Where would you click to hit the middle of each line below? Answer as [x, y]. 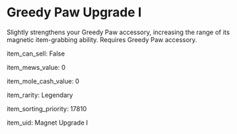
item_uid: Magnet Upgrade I [47, 123]
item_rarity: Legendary [40, 95]
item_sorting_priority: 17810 [47, 108]
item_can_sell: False [36, 53]
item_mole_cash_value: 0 [43, 81]
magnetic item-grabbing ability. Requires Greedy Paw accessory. [102, 39]
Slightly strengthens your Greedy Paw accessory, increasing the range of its [118, 32]
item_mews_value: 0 [36, 67]
